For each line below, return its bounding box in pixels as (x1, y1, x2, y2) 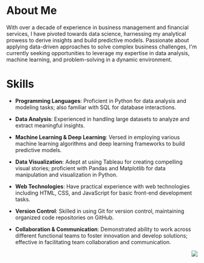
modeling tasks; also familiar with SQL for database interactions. (15, 104, 177, 111)
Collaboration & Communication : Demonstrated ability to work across (15, 225, 191, 233)
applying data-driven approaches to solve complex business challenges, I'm (6, 43, 197, 50)
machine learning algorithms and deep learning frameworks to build (15, 140, 185, 147)
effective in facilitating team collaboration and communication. (15, 238, 171, 245)
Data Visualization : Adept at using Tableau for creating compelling (15, 158, 183, 165)
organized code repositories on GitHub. (15, 213, 114, 221)
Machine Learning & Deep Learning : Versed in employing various (15, 133, 180, 141)
